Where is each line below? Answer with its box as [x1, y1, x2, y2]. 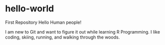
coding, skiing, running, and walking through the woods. [5, 34, 120, 40]
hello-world [5, 3, 55, 14]
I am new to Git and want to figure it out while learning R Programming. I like [5, 29, 160, 35]
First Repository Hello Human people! [5, 19, 82, 25]
